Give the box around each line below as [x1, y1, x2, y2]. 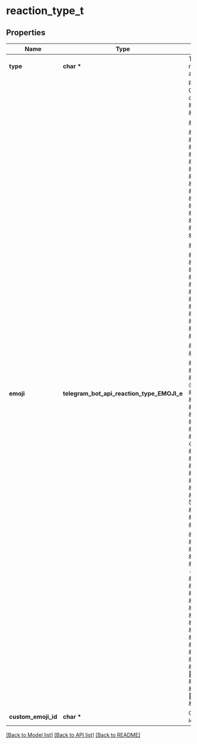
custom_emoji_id [9, 713, 57, 720]
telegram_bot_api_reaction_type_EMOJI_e [62, 389, 183, 397]
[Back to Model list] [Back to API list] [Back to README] [6, 732, 141, 738]
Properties [6, 28, 46, 38]
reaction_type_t [6, 4, 84, 18]
